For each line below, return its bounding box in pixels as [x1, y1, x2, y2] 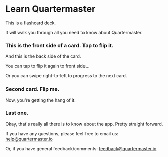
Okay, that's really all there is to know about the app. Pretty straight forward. [5, 121, 163, 127]
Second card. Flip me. [5, 86, 59, 93]
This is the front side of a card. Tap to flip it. [5, 42, 114, 49]
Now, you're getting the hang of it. [5, 97, 76, 103]
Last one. [5, 109, 29, 116]
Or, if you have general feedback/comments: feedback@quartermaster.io [5, 145, 157, 151]
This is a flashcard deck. [5, 20, 56, 26]
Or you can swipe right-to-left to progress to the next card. [5, 73, 127, 79]
